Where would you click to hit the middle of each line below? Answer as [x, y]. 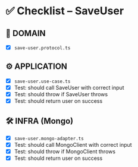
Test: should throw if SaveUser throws [61, 94]
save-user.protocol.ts [42, 48]
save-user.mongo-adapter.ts [49, 138]
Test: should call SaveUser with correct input [69, 87]
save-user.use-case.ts [42, 81]
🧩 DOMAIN [26, 33]
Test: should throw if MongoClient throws [65, 152]
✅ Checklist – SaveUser [65, 11]
